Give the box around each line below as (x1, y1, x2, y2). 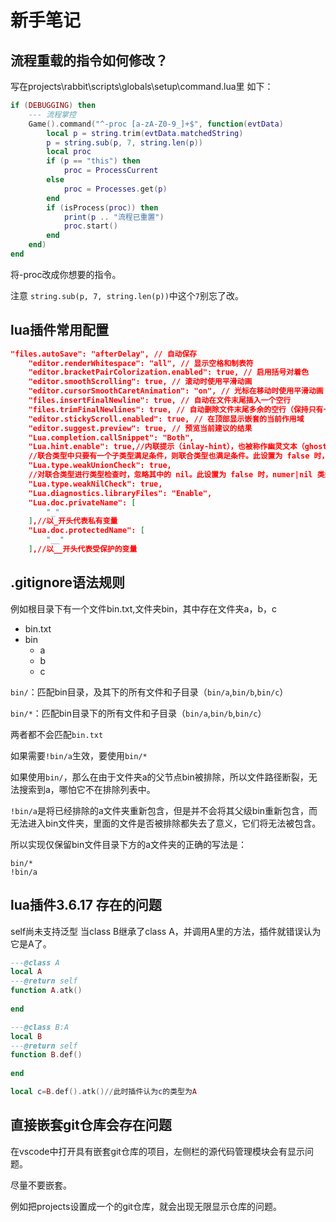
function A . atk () (10, 986, 83, 996)
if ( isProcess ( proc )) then (46, 202, 159, 213)
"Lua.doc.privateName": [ (28, 497, 137, 508)
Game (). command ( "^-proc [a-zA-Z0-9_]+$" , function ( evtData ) (28, 119, 284, 129)
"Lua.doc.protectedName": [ (28, 526, 145, 536)
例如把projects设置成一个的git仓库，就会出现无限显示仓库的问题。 (10, 1200, 282, 1212)
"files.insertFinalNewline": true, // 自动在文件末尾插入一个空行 (28, 396, 292, 406)
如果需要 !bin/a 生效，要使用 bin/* (10, 749, 148, 761)
